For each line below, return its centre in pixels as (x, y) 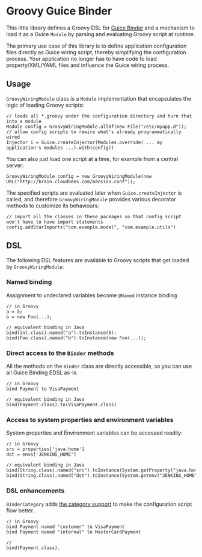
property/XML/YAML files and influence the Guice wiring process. (88, 65)
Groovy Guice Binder (59, 11)
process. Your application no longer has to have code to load (82, 58)
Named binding (29, 282)
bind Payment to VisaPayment (43, 389)
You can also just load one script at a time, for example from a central (92, 159)
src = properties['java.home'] (45, 449)
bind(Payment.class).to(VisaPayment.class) (62, 405)
